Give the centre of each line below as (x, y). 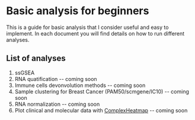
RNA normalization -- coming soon (57, 104)
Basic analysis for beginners (78, 11)
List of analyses (36, 58)
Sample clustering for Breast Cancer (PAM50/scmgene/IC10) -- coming (102, 91)
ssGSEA (25, 73)
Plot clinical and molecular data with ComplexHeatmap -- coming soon (101, 110)
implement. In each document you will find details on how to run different (95, 33)
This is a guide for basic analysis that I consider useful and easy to (87, 27)
